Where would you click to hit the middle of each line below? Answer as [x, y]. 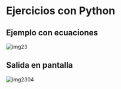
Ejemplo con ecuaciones [52, 33]
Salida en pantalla [40, 65]
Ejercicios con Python [61, 11]
